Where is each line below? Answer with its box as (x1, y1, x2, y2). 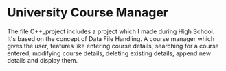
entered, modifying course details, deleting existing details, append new (7, 49, 212, 57)
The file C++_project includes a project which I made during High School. (7, 27, 215, 35)
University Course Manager (7, 5, 169, 20)
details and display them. (7, 56, 78, 64)
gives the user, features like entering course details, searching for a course (7, 42, 219, 50)
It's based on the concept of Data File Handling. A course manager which (7, 34, 215, 42)
